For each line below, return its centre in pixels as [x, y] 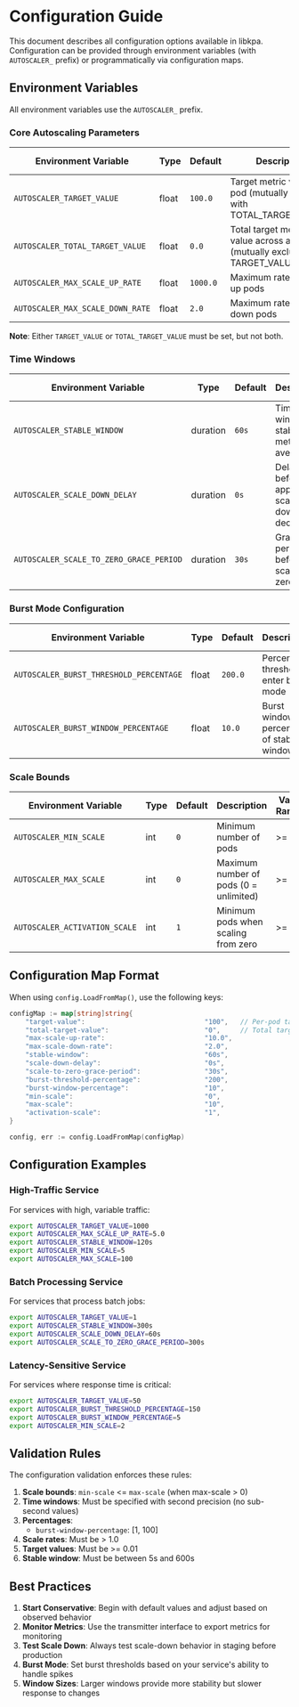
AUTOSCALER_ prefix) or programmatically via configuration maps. [127, 60]
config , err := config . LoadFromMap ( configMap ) [97, 1137]
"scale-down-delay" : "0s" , [125, 1063]
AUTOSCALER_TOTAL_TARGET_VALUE [80, 246]
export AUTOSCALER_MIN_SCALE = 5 [67, 1251]
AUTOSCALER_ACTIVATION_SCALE [75, 927]
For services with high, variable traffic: [80, 1209]
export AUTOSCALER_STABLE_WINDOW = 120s [81, 1243]
